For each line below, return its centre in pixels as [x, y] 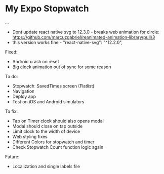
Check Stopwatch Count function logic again [58, 147]
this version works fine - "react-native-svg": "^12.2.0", [67, 42]
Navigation [23, 91]
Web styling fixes [30, 136]
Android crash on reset [36, 61]
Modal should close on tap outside [47, 126]
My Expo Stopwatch [47, 9]
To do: [12, 76]
